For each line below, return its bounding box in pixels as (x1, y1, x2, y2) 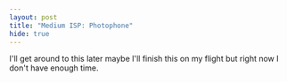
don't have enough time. (9, 63, 99, 73)
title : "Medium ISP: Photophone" (9, 21, 134, 30)
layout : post (9, 12, 58, 22)
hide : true (9, 29, 50, 38)
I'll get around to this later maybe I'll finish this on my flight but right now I (9, 54, 279, 64)
